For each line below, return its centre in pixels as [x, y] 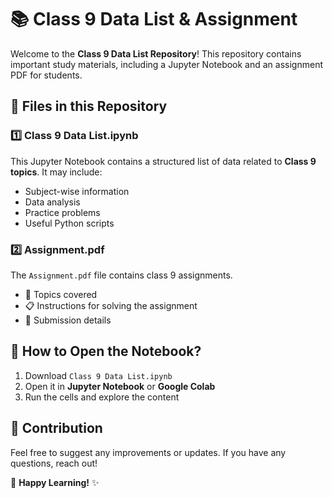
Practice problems [62, 212]
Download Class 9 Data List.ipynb [98, 375]
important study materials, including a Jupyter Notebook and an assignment [166, 64]
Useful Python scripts [69, 223]
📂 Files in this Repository [89, 106]
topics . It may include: [56, 172]
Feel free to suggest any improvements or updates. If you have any [148, 452]
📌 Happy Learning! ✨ [55, 482]
